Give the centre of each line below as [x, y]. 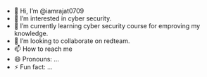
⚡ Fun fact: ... [33, 67]
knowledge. [31, 33]
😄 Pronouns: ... [37, 59]
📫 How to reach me [43, 49]
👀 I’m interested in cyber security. [63, 18]
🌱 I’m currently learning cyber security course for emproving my [107, 26]
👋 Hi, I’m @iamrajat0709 [49, 11]
